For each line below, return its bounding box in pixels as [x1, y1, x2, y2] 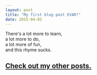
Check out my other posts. [5, 61, 92, 70]
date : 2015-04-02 [5, 17, 42, 22]
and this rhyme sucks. [5, 47, 52, 53]
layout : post [5, 7, 33, 13]
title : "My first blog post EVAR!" [5, 12, 81, 17]
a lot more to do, [5, 36, 40, 42]
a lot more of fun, [5, 42, 42, 48]
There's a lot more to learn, [5, 31, 63, 37]
